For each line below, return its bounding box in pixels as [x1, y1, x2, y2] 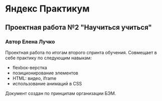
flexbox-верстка [12, 64, 48, 70]
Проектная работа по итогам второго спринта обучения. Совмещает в [5, 49, 157, 55]
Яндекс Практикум [5, 3, 90, 15]
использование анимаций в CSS [12, 80, 82, 86]
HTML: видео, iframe [12, 75, 57, 81]
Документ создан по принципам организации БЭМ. [5, 90, 116, 96]
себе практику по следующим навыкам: [5, 55, 92, 61]
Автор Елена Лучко [5, 38, 55, 45]
